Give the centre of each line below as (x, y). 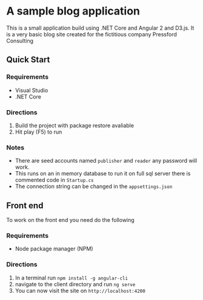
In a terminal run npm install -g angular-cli (72, 278)
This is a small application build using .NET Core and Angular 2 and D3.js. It (100, 28)
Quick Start (28, 60)
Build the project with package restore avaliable (75, 125)
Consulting (20, 41)
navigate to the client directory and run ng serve (75, 284)
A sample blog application (73, 11)
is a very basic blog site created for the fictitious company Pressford (92, 34)
